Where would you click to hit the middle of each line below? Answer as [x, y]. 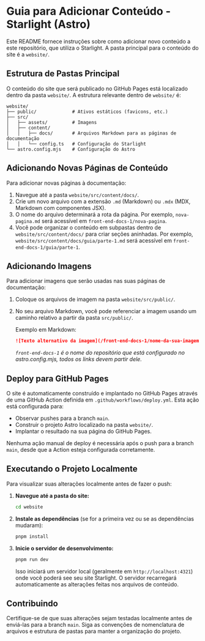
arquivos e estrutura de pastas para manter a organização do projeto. [94, 631]
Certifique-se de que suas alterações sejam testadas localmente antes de [99, 618]
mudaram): [29, 525]
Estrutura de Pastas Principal [63, 74]
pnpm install [32, 536]
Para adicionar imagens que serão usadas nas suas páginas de [86, 281]
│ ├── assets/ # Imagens [52, 122]
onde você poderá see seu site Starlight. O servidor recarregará [96, 578]
